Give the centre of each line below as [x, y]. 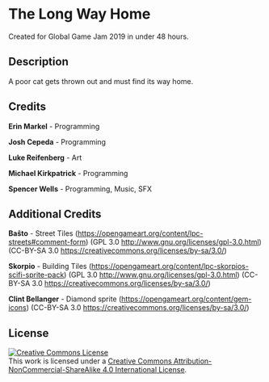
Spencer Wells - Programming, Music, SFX [80, 189]
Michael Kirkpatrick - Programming [68, 173]
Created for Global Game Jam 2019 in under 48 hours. [99, 36]
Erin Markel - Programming [54, 126]
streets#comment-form [47, 242]
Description [38, 62]
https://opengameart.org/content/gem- [186, 299]
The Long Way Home [80, 14]
